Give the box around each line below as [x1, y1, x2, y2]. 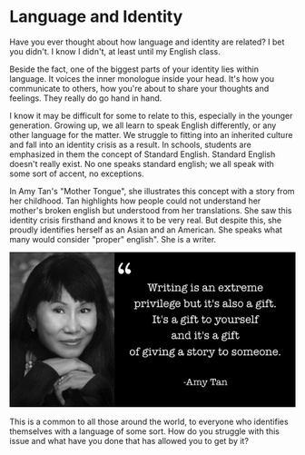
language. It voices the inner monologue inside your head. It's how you [9, 73, 275, 84]
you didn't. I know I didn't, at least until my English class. [9, 45, 221, 56]
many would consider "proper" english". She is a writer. [9, 233, 217, 244]
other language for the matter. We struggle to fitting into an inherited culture [9, 129, 293, 140]
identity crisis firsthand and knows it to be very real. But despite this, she [9, 214, 282, 225]
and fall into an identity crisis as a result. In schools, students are [9, 139, 251, 150]
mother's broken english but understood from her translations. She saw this [9, 204, 292, 215]
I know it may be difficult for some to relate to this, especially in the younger [9, 110, 293, 121]
